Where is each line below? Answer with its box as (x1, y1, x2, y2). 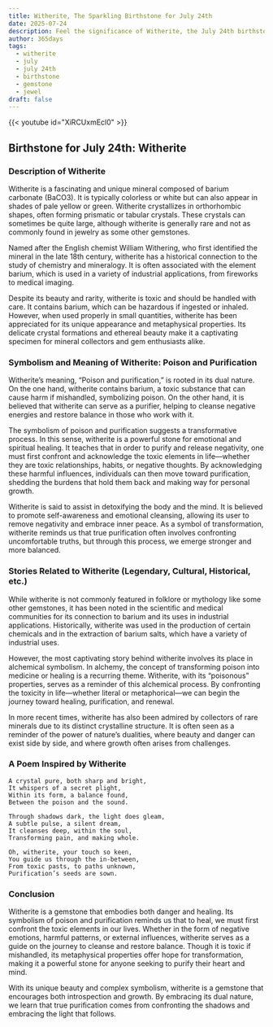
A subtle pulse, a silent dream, (8, 819, 122, 828)
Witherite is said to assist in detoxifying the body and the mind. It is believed (8, 502, 263, 512)
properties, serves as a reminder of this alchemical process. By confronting (8, 679, 261, 688)
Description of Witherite (8, 165, 106, 177)
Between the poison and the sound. (8, 798, 129, 806)
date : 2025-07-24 (8, 20, 67, 28)
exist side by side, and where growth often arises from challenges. (8, 738, 232, 748)
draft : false (8, 95, 53, 103)
